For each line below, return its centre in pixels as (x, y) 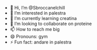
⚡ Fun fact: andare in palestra (41, 42)
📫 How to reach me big (35, 29)
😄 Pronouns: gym (29, 36)
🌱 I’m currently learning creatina (43, 18)
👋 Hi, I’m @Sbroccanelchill (37, 8)
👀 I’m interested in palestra (38, 13)
